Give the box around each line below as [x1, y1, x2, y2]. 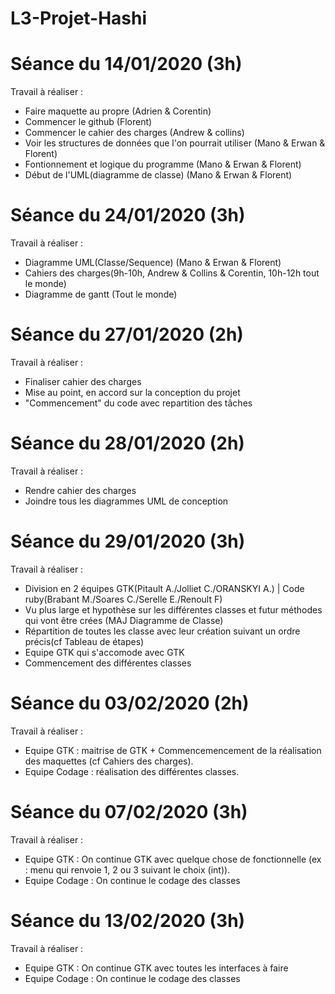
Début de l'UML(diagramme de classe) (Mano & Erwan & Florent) [24, 169, 293, 181]
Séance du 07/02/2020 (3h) [10, 801, 248, 823]
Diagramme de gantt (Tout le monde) [24, 288, 178, 301]
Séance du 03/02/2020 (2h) [10, 692, 250, 715]
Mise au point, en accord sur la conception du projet [24, 387, 241, 398]
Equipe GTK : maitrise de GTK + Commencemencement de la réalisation [24, 744, 322, 756]
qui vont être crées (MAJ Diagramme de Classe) [24, 614, 224, 626]
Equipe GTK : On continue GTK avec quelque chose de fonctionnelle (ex [24, 853, 322, 865]
